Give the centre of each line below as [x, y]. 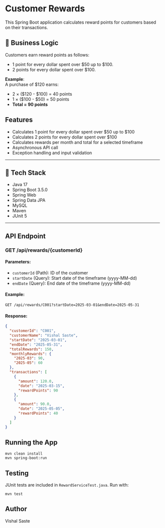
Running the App [31, 442]
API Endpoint [25, 236]
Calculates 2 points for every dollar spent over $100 [65, 137]
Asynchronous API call [35, 147]
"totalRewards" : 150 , [32, 349]
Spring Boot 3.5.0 [30, 190]
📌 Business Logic [32, 43]
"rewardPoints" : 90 [38, 390]
